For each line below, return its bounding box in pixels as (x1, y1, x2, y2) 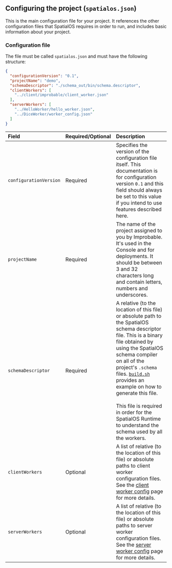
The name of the (116, 221, 156, 228)
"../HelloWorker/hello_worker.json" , (14, 107, 95, 112)
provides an (116, 376, 144, 383)
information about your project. (5, 28, 71, 35)
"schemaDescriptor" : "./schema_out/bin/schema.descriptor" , (10, 83, 141, 88)
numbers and (116, 285, 148, 292)
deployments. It (116, 252, 154, 260)
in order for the (116, 409, 152, 416)
